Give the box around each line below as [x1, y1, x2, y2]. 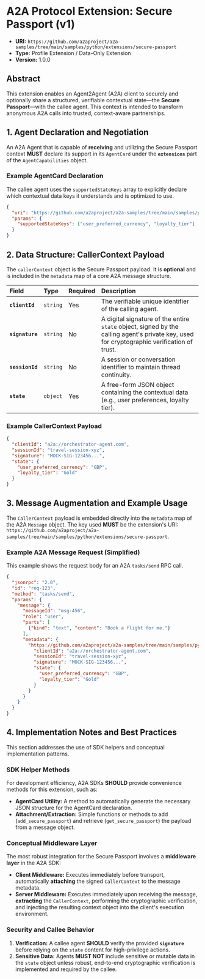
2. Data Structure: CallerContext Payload [6, 249, 165, 260]
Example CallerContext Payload [6, 421, 103, 430]
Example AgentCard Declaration [6, 171, 104, 180]
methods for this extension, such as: [6, 786, 98, 793]
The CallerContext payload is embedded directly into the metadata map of [6, 514, 192, 522]
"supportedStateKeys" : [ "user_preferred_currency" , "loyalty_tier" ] [17, 221, 195, 227]
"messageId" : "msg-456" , [22, 608, 86, 614]
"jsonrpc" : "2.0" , [12, 580, 59, 586]
